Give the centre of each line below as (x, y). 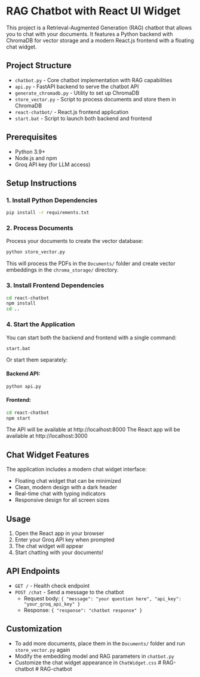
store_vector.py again (42, 649)
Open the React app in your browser (59, 533)
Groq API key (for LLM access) (53, 164)
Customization (34, 629)
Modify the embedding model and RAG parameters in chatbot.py (94, 656)
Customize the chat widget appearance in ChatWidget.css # (88, 662)
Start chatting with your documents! (59, 552)
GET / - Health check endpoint (52, 585)
